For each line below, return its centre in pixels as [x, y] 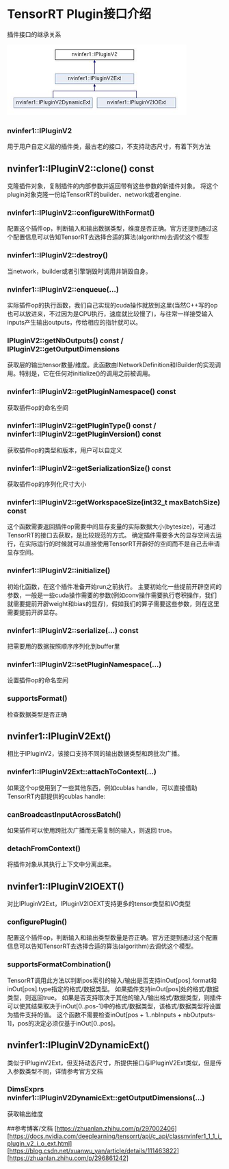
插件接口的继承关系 [34, 34]
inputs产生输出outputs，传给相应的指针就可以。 [75, 322]
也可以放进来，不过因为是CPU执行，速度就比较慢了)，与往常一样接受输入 [110, 314]
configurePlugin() [37, 922]
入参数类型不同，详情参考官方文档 [55, 1071]
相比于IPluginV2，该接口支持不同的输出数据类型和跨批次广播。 [95, 754]
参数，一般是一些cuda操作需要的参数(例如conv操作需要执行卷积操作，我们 [112, 595]
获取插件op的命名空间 [38, 407]
